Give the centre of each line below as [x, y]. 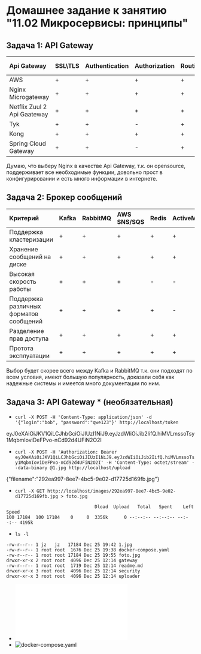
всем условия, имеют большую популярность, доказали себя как [90, 377]
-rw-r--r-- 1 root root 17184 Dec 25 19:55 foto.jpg [73, 555]
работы [20, 289]
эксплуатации [29, 356]
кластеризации [31, 239]
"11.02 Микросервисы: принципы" [97, 23]
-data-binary [31, 468]
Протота [22, 348]
